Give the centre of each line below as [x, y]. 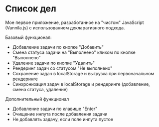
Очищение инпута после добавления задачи [60, 114]
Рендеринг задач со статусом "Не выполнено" [62, 68]
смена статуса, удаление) [40, 89]
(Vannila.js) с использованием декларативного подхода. [65, 27]
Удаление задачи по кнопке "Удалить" [53, 63]
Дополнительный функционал [37, 99]
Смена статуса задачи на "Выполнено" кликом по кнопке [74, 52]
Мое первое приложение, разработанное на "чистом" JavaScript [75, 22]
